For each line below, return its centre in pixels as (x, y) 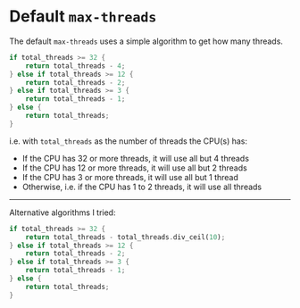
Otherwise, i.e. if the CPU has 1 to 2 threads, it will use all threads (142, 187)
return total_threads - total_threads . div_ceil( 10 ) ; (125, 237)
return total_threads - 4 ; (75, 66)
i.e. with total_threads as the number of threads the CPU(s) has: (129, 141)
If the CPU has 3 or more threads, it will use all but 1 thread (130, 177)
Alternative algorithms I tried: (62, 212)
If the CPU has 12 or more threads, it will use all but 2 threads (134, 168)
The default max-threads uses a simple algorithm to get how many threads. (146, 41)
